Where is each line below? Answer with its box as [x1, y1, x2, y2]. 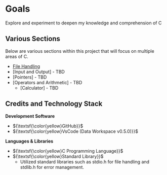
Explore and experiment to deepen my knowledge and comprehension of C [5, 20, 162, 26]
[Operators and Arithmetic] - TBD [12, 79, 82, 85]
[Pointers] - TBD [12, 74, 47, 80]
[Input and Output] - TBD [12, 68, 65, 75]
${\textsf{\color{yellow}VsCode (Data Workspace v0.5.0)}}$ [12, 128, 138, 134]
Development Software [5, 113, 55, 119]
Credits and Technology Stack [5, 99, 103, 108]
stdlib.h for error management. [20, 164, 85, 170]
